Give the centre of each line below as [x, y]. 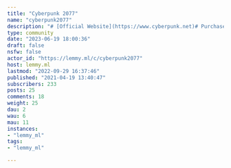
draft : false [26, 45]
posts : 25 [21, 90]
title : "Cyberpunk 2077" [43, 13]
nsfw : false [24, 52]
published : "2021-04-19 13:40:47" [57, 77]
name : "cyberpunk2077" [40, 20]
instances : [23, 129]
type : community [30, 33]
